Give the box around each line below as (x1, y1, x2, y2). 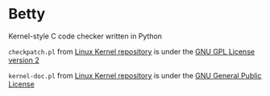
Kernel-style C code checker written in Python (8, 31, 163, 41)
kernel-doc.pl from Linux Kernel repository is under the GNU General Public (8, 70, 262, 80)
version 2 (8, 55, 39, 65)
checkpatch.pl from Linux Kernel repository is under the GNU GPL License (8, 46, 255, 56)
